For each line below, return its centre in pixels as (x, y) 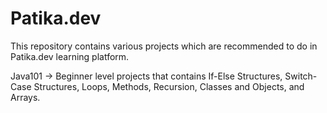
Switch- (301, 76)
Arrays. (25, 97)
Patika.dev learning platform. (70, 56)
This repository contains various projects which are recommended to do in (164, 46)
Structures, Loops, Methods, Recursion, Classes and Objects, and (169, 86)
